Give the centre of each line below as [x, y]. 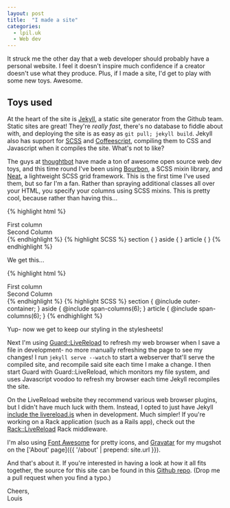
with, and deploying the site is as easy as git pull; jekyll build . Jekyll [110, 133]
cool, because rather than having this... [62, 198]
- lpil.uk [27, 33]
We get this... [26, 260]
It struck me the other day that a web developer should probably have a [108, 59]
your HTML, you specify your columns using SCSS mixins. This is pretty [109, 191]
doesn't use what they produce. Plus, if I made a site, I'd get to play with [109, 74]
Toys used [30, 102]
